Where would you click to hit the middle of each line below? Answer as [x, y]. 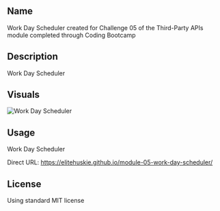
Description [32, 57]
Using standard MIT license [46, 201]
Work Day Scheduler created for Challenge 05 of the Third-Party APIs [105, 27]
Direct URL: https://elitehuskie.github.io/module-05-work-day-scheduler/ [110, 162]
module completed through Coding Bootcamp [71, 35]
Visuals [23, 95]
